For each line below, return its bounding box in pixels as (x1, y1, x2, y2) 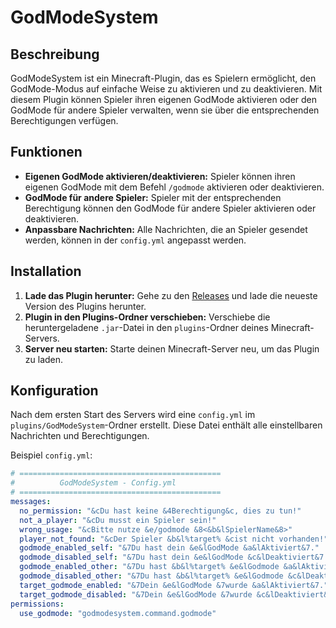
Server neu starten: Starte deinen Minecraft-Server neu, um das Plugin (24, 342, 320, 355)
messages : (10, 497, 52, 507)
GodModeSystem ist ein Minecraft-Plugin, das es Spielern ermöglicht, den (10, 72, 317, 84)
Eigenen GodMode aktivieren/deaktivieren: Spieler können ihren (24, 170, 296, 182)
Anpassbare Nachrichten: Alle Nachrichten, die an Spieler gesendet (24, 223, 308, 235)
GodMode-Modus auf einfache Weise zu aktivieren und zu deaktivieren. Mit (10, 83, 323, 95)
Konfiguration (10, 382, 99, 400)
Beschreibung (10, 46, 100, 63)
